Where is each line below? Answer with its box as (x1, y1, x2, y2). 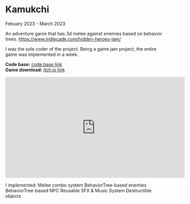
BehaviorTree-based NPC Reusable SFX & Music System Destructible (5, 187, 152, 193)
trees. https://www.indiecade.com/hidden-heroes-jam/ (5, 36, 121, 42)
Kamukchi (5, 4, 50, 15)
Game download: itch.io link (5, 67, 65, 73)
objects (5, 193, 22, 199)
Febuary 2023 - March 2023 (5, 21, 66, 27)
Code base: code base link (5, 61, 62, 67)
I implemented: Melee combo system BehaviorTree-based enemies (5, 182, 147, 188)
